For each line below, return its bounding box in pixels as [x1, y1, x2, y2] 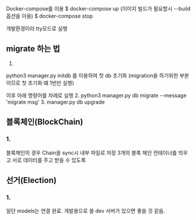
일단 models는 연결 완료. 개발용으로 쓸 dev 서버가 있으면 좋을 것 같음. [6, 208, 165, 215]
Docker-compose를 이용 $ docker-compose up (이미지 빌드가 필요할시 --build [6, 5, 191, 12]
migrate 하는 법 [6, 44, 60, 54]
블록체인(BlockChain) [6, 117, 83, 127]
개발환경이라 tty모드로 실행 [6, 25, 67, 32]
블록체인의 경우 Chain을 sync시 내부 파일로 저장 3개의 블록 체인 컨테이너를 [6, 149, 177, 156]
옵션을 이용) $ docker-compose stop [6, 12, 93, 19]
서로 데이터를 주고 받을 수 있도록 [12, 156, 86, 164]
